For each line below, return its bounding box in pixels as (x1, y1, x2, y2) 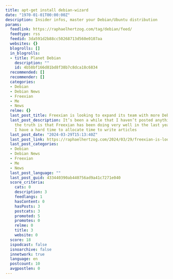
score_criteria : (10, 180, 45, 185)
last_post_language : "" (10, 170, 61, 176)
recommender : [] (10, 75, 45, 80)
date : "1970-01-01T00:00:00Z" (5, 12, 71, 18)
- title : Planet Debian (10, 55, 61, 61)
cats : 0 (14, 185, 31, 190)
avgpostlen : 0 (10, 266, 40, 271)
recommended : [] (10, 70, 45, 75)
